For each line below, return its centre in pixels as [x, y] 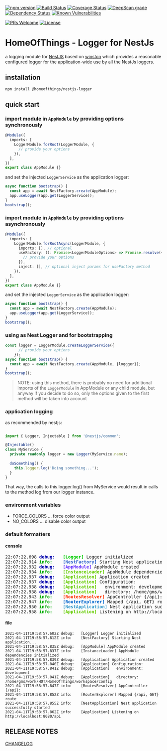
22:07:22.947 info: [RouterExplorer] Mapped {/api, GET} [80, 601]
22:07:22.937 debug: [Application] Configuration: [71, 582]
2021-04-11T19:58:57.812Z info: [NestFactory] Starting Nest [73, 638]
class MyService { [24, 450]
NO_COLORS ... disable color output [49, 521]
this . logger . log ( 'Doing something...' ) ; [56, 468]
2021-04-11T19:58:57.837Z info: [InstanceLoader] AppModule [72, 651]
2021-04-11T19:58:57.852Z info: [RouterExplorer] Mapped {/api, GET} [82, 695]
